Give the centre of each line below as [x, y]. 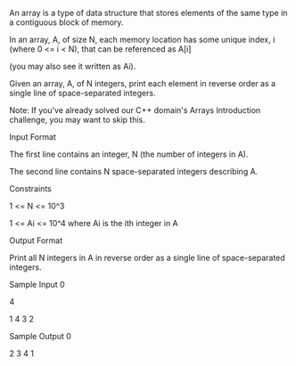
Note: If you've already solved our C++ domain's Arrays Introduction [135, 110]
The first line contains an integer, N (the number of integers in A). [129, 154]
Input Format [33, 137]
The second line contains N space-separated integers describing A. [134, 171]
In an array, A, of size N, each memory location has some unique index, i [142, 40]
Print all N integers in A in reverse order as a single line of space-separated [147, 258]
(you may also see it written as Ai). [73, 66]
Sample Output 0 [40, 336]
